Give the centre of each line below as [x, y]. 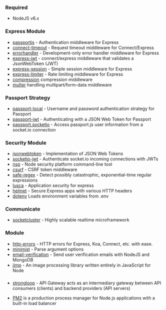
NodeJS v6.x [26, 18]
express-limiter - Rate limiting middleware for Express [68, 74]
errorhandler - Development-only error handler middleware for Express [85, 53]
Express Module [25, 31]
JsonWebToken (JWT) [35, 63]
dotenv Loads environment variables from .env [60, 196]
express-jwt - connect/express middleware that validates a [73, 58]
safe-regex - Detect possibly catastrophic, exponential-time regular [82, 175]
